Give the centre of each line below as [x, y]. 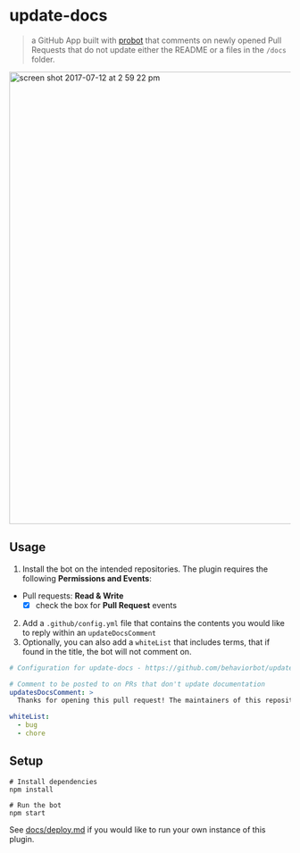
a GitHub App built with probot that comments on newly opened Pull [156, 40]
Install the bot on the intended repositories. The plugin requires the [145, 569]
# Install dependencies [54, 782]
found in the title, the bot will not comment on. [107, 651]
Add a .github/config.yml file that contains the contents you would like [154, 623]
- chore [32, 733]
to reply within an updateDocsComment [89, 632]
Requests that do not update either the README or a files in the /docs [159, 49]
